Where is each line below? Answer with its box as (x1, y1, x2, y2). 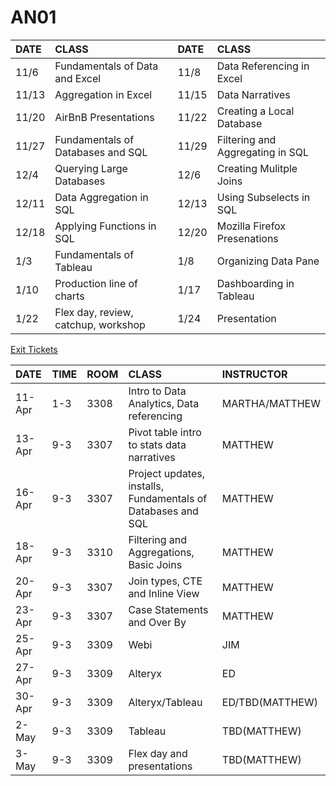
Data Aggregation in (54, 190, 149, 204)
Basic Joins (128, 557, 183, 571)
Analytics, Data (128, 396, 200, 410)
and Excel (54, 71, 102, 85)
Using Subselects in (216, 190, 311, 204)
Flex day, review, (54, 305, 134, 319)
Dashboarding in (216, 276, 295, 290)
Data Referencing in (216, 59, 310, 73)
